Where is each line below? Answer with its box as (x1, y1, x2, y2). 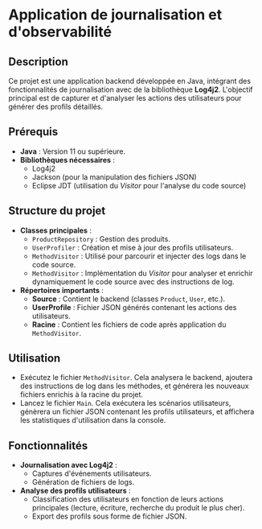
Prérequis (8, 125, 59, 138)
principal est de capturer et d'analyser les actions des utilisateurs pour (8, 93, 243, 102)
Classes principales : (19, 225, 92, 235)
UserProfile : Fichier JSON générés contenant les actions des (31, 302, 237, 312)
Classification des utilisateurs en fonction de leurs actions (31, 494, 223, 504)
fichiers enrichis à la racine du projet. (19, 390, 143, 399)
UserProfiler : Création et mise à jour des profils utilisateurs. (31, 242, 234, 252)
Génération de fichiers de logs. (31, 477, 135, 487)
